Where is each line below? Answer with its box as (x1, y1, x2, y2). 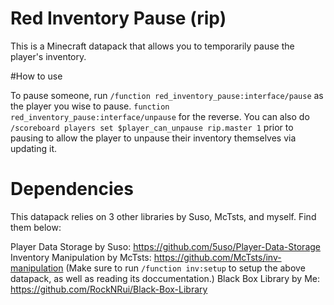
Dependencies (10, 178, 134, 201)
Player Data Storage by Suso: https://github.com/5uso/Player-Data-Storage (10, 240, 321, 252)
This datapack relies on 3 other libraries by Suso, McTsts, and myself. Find (10, 210, 317, 222)
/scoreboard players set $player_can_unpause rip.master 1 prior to (10, 121, 294, 133)
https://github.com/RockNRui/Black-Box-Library (10, 283, 208, 295)
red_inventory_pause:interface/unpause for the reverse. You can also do (10, 110, 310, 122)
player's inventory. (10, 50, 87, 62)
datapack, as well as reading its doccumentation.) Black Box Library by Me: (10, 272, 321, 284)
